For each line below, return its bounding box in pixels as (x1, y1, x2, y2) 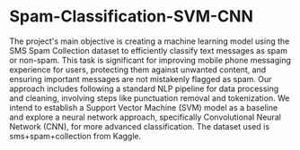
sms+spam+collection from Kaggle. (9, 130, 142, 141)
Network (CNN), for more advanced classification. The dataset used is (9, 121, 270, 131)
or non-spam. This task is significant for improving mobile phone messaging (9, 54, 292, 65)
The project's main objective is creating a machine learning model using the (9, 36, 290, 46)
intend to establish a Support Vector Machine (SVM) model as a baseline (9, 102, 278, 112)
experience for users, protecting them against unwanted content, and (9, 64, 267, 75)
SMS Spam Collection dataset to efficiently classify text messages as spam (9, 45, 287, 55)
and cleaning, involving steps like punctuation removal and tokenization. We (9, 92, 290, 104)
